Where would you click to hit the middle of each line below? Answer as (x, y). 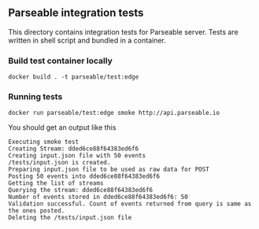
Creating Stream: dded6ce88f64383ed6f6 (74, 149)
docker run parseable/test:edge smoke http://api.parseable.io (114, 113)
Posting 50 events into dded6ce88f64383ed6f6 (84, 176)
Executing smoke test (44, 142)
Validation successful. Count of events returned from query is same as (130, 204)
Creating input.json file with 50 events (77, 156)
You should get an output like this (62, 127)
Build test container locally (60, 61)
